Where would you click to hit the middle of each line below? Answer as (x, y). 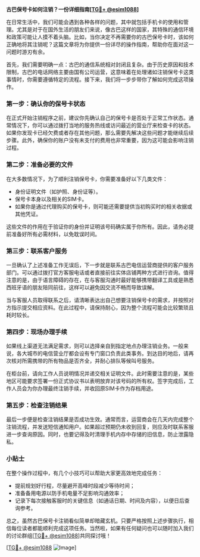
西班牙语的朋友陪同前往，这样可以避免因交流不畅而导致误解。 (82, 287)
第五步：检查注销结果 (37, 406)
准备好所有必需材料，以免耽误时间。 (55, 234)
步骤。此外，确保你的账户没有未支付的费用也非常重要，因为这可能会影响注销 (100, 140)
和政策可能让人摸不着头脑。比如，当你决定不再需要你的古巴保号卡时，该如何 (100, 37)
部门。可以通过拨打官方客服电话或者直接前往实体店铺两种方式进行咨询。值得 (100, 272)
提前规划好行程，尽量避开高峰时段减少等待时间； (75, 485)
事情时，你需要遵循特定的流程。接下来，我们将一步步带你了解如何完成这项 (97, 79)
